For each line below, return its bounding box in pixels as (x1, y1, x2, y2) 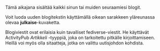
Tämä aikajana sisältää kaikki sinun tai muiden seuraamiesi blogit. (5, 5, 141, 10)
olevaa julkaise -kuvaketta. (5, 20, 61, 25)
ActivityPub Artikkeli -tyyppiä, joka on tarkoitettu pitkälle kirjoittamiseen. (5, 35, 155, 40)
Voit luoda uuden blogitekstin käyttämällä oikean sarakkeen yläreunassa (5, 14, 155, 20)
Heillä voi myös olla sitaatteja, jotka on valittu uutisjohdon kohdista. (5, 40, 144, 46)
